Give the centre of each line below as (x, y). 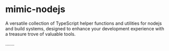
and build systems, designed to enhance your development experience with (85, 28)
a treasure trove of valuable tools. (40, 34)
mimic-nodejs (35, 9)
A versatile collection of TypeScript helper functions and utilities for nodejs (83, 23)
